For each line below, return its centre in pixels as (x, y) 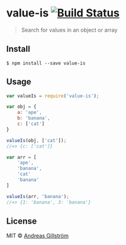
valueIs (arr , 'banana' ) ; (38, 196)
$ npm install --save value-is (46, 63)
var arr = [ (21, 157)
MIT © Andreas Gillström (37, 236)
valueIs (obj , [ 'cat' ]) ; (37, 140)
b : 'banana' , (34, 118)
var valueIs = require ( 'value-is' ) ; (53, 96)
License (22, 221)
